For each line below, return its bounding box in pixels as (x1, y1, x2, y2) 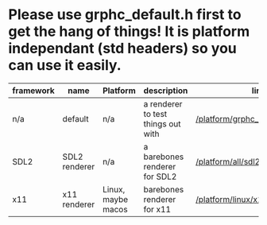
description (143, 85, 188, 96)
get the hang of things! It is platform (8, 22, 250, 41)
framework (12, 85, 56, 96)
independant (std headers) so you (8, 40, 237, 57)
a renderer (143, 98, 183, 109)
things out (143, 118, 181, 129)
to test (143, 108, 168, 119)
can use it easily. (8, 56, 122, 75)
